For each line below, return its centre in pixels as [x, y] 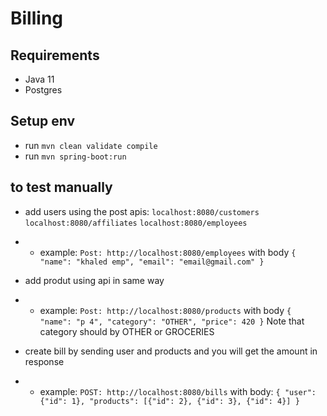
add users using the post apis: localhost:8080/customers [142, 211]
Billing [36, 18]
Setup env [43, 121]
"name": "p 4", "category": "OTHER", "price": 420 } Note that [172, 321]
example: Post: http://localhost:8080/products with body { [165, 310]
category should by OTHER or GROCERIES [127, 331]
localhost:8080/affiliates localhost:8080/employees [136, 223]
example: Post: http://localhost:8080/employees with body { [168, 252]
